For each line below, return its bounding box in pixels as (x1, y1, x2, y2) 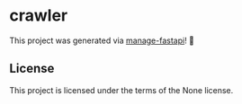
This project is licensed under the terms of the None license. (9, 84, 234, 95)
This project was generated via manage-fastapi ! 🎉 (9, 35, 195, 46)
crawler (9, 5, 68, 26)
